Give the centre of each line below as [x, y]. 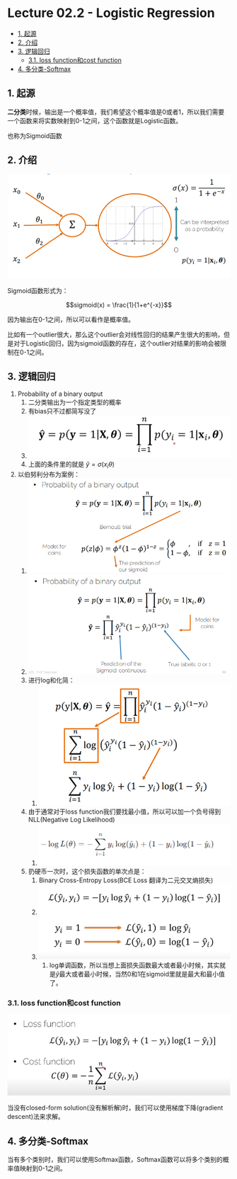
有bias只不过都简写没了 [62, 411]
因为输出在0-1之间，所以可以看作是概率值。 [71, 319]
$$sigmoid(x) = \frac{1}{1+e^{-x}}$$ [119, 304]
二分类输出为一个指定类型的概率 [75, 402]
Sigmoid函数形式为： [38, 290]
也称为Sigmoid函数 [35, 135]
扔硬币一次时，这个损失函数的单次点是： [87, 871]
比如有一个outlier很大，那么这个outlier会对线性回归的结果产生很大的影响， [116, 334]
